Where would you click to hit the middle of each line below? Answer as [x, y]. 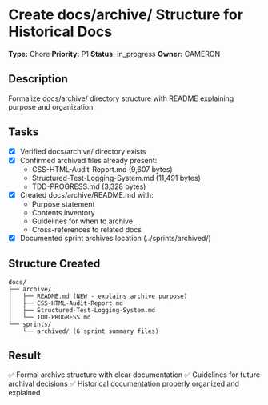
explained [24, 393]
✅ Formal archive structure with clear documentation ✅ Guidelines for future [134, 375]
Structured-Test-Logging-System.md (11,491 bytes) [116, 178]
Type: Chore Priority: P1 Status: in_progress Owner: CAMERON [114, 54]
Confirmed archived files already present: [88, 160]
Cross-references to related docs [87, 229]
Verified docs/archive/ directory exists [83, 151]
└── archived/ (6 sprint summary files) [91, 331]
